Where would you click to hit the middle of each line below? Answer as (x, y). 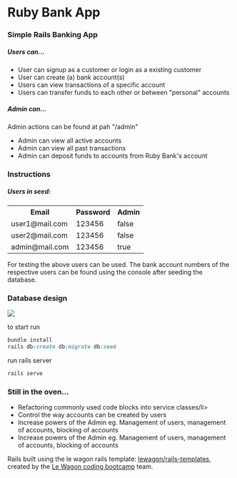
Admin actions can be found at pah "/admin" (73, 127)
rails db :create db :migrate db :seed (62, 347)
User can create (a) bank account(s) (71, 77)
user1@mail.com (39, 223)
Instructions (29, 174)
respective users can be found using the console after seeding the (105, 272)
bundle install (30, 340)
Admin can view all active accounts (70, 141)
